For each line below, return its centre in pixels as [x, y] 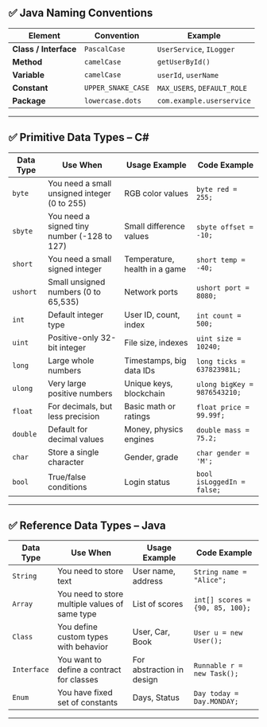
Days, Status [156, 698]
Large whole [71, 360]
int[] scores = [222, 600]
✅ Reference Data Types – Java [87, 526]
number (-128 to [80, 236]
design [145, 680]
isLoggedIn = [221, 482]
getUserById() [184, 62]
